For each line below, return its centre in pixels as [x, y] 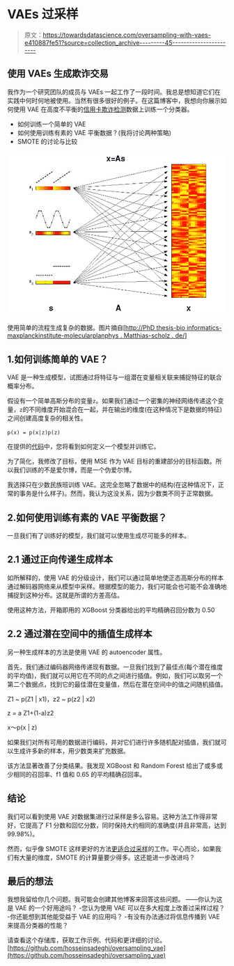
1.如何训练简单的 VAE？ [58, 359]
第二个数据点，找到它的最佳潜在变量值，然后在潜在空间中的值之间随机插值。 [117, 684]
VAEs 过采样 [43, 14]
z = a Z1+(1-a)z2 [31, 713]
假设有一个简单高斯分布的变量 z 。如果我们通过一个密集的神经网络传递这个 [112, 401]
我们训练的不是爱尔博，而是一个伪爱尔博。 [74, 470]
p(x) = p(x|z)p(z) [34, 433]
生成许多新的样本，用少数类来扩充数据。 [71, 751]
